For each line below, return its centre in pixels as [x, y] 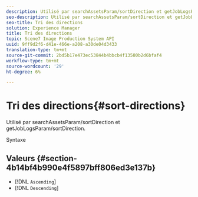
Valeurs [21, 158]
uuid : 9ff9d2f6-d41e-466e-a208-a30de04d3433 [62, 45]
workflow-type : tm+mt [33, 61]
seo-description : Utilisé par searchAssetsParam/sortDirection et [89, 17]
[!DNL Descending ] [37, 188]
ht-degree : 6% [24, 72]
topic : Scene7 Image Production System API [60, 39]
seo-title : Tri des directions [44, 22]
